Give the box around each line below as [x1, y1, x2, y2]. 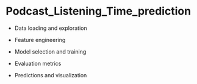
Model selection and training [14, 47, 87, 55]
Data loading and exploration [14, 24, 88, 32]
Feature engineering [14, 36, 66, 43]
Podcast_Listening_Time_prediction [5, 4, 192, 18]
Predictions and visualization [14, 71, 87, 79]
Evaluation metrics [14, 60, 62, 67]
